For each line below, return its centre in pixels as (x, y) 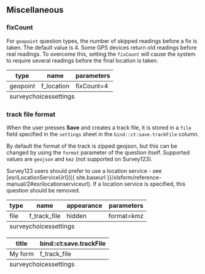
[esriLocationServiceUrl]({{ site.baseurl (56, 177)
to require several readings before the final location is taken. (82, 60)
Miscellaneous (35, 10)
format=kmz (126, 216)
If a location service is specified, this (139, 184)
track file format (31, 114)
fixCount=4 (92, 86)
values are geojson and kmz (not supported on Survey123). (79, 159)
